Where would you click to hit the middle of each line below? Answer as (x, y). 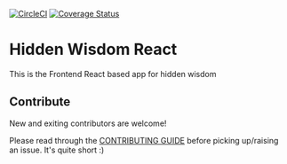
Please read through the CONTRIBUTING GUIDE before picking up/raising (144, 140)
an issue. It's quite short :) (57, 150)
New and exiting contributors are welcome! (88, 123)
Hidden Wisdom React (93, 50)
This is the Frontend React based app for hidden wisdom (113, 74)
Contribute (40, 102)
